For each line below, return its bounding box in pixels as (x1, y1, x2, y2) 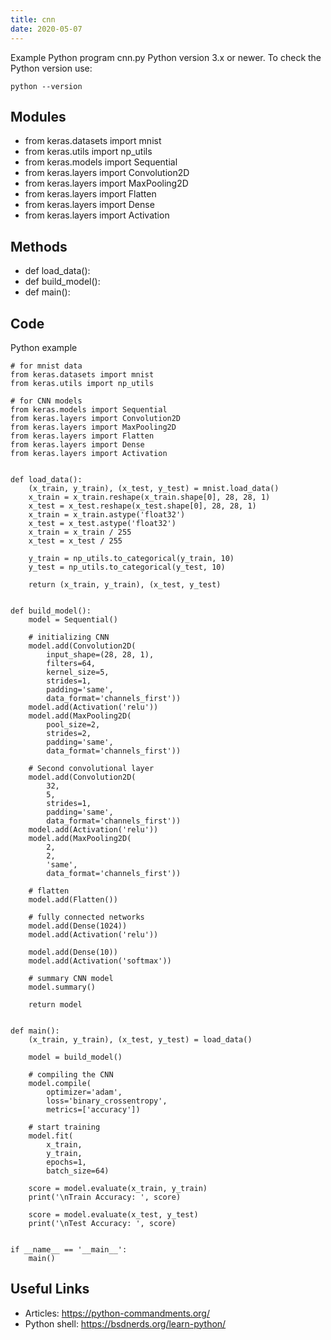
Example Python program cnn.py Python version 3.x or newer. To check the (10, 51, 322, 63)
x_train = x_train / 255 (28, 527, 132, 537)
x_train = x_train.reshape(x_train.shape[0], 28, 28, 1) (28, 492, 271, 502)
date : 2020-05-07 (10, 24, 83, 34)
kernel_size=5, (46, 667, 110, 677)
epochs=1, (46, 1157, 87, 1167)
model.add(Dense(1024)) (28, 921, 128, 931)
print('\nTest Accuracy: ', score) (28, 1218, 177, 1228)
